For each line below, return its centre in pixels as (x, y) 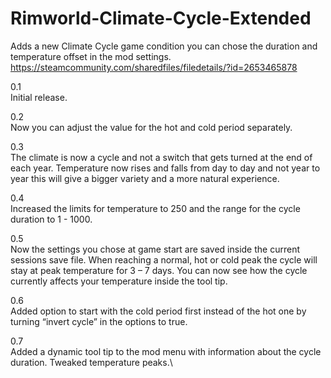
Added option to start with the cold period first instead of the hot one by (158, 311)
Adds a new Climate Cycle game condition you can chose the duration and (164, 46)
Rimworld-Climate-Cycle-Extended (161, 18)
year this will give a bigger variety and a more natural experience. (145, 178)
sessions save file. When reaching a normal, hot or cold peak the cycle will (164, 259)
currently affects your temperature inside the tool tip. (119, 281)
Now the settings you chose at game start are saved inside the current (155, 249)
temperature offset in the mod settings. (91, 56)
